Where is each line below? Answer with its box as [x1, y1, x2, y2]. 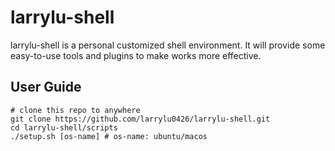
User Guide [10, 79, 82, 96]
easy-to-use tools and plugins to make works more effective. [10, 49, 262, 61]
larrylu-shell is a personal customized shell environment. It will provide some [10, 39, 326, 51]
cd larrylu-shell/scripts [10, 122, 118, 133]
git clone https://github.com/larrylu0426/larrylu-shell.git [10, 114, 271, 124]
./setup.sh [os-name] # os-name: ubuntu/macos [10, 131, 208, 141]
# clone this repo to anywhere [10, 105, 141, 115]
